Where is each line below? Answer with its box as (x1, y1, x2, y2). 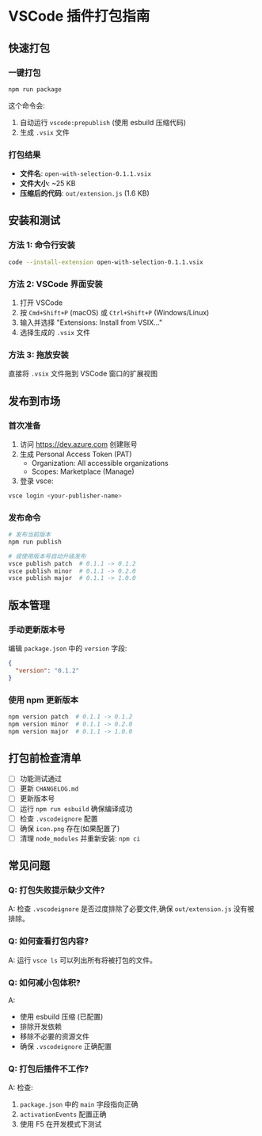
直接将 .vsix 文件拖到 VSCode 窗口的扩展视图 (8, 369, 158, 379)
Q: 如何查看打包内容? (8, 936, 89, 947)
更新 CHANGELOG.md (19, 783, 79, 793)
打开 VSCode (19, 298, 63, 307)
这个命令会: (8, 101, 46, 110)
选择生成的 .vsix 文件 (19, 327, 91, 337)
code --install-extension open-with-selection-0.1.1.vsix (8, 258, 203, 266)
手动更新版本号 (8, 623, 66, 635)
